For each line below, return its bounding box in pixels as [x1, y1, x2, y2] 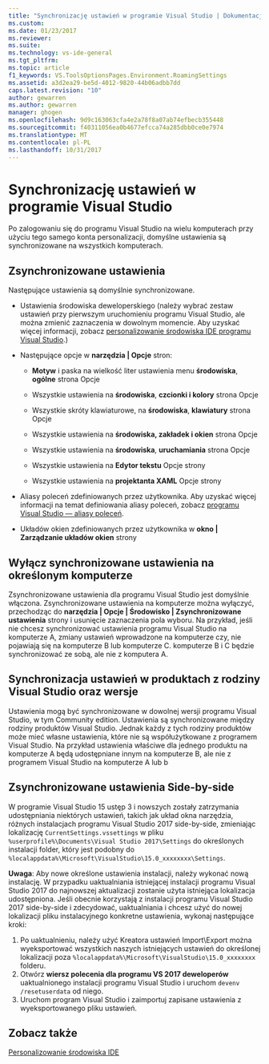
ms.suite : [8, 42, 42, 50]
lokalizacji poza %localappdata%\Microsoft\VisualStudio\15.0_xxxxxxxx [19, 952, 256, 961]
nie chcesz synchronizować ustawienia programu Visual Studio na [8, 623, 227, 633]
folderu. [19, 961, 46, 970]
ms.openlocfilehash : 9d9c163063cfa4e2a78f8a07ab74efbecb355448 [8, 116, 224, 124]
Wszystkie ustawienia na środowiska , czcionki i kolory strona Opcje [31, 390, 259, 400]
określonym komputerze [8, 568, 134, 582]
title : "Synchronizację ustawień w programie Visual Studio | [8, 11, 220, 20]
